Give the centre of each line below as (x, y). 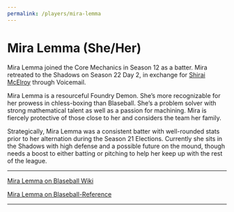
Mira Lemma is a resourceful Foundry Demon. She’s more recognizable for (114, 95)
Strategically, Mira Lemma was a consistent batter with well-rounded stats (114, 131)
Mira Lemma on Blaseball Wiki (50, 181)
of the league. (27, 161)
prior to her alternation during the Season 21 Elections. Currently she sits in (115, 138)
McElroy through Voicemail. (47, 82)
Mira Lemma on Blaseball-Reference (60, 194)
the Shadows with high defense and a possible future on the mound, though (116, 146)
